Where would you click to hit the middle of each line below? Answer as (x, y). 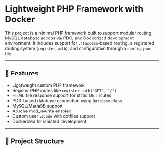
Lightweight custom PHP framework (49, 85)
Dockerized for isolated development (49, 121)
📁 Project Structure (35, 141)
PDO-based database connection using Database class (67, 100)
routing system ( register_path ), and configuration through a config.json (78, 48)
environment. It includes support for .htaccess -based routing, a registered (80, 43)
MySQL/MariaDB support (37, 106)
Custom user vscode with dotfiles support (53, 116)
